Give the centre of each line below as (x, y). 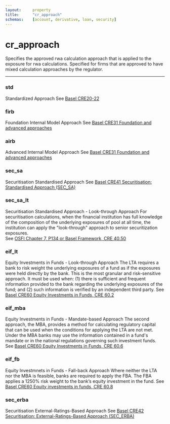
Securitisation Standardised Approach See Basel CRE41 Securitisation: (79, 182)
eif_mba (15, 308)
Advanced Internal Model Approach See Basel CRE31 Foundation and (77, 152)
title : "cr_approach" (34, 15)
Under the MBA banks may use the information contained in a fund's (77, 335)
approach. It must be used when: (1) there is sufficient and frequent (75, 279)
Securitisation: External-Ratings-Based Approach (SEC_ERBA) (70, 416)
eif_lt (12, 251)
